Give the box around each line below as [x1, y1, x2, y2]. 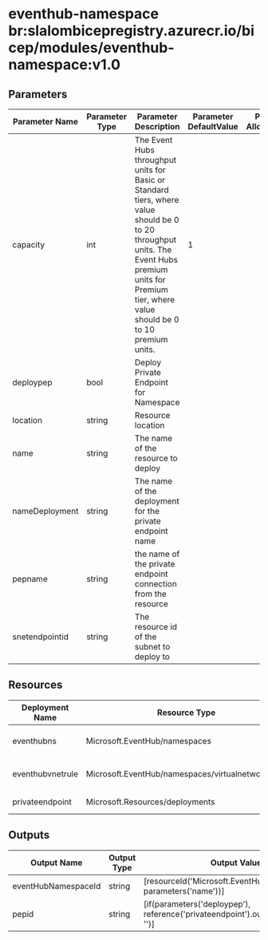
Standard [134, 184, 169, 196]
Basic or [134, 175, 166, 185]
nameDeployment [12, 506, 79, 516]
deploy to [134, 651, 170, 662]
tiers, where [134, 195, 179, 205]
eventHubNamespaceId [12, 880, 101, 891]
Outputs [8, 828, 50, 842]
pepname [12, 574, 48, 584]
